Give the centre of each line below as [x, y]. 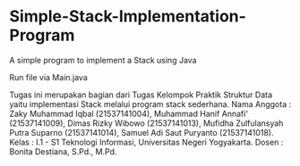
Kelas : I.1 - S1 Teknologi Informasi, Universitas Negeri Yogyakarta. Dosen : [146, 142]
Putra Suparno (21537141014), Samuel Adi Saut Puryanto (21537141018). [142, 132]
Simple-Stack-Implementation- [128, 17]
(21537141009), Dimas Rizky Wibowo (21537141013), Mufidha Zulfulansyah [146, 123]
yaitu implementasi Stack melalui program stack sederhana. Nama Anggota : [150, 104]
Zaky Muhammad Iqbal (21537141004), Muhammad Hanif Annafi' [129, 113]
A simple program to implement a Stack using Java [103, 60]
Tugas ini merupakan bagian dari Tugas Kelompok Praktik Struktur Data [141, 95]
